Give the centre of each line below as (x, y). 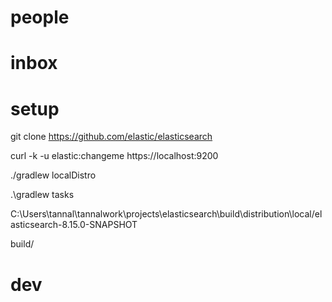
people (40, 17)
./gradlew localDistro (53, 175)
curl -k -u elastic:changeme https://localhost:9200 (114, 156)
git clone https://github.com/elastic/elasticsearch (111, 137)
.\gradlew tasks (42, 195)
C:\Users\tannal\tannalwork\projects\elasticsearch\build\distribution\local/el (166, 214)
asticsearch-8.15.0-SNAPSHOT (74, 225)
